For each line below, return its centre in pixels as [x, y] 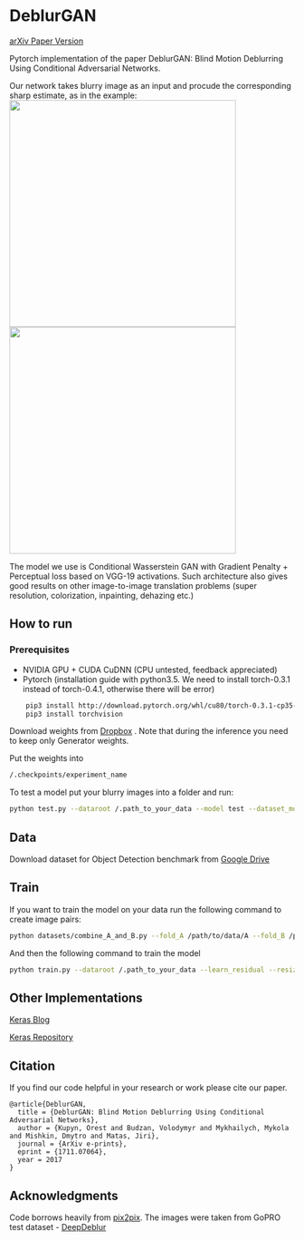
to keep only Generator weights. [69, 741]
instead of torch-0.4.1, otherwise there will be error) [119, 689]
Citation [33, 1065]
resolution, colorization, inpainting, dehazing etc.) [102, 595]
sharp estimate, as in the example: [73, 95]
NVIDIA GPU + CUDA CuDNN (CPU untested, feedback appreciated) [150, 669]
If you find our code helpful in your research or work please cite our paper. [148, 1088]
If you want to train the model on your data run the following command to [146, 909]
